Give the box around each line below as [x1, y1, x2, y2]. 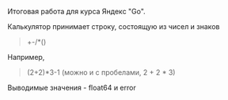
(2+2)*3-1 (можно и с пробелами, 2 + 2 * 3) [26, 68, 176, 77]
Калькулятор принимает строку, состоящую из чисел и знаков [7, 22, 220, 31]
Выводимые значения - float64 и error [7, 83, 136, 92]
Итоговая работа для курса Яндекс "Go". [7, 7, 146, 16]
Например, [7, 53, 45, 61]
